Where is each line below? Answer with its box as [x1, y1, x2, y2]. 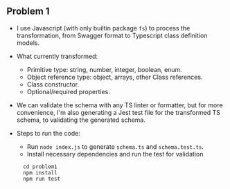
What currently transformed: [16, 52, 98, 60]
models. [16, 38, 40, 47]
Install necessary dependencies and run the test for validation [26, 150, 204, 158]
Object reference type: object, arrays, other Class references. [26, 73, 203, 81]
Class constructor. [26, 80, 80, 89]
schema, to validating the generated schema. [16, 116, 146, 124]
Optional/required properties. [26, 87, 110, 96]
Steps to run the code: [16, 129, 80, 137]
